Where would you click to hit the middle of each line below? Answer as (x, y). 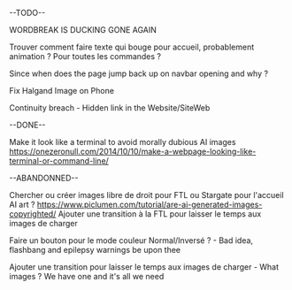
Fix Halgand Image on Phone (62, 91)
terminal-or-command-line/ (59, 161)
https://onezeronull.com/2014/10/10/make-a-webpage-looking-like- (133, 151)
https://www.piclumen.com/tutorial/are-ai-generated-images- (150, 204)
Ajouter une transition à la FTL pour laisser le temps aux (160, 214)
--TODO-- (27, 13)
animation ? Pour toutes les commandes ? (85, 56)
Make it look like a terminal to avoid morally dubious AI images (123, 142)
